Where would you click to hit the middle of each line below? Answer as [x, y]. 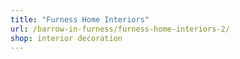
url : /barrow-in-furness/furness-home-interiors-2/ [120, 29]
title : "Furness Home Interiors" [80, 19]
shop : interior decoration [66, 38]
